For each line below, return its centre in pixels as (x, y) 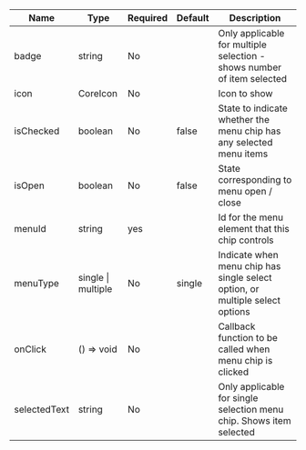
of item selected (253, 79)
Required (148, 18)
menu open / (245, 191)
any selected (245, 142)
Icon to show (245, 93)
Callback (237, 326)
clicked (233, 372)
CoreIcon (98, 93)
